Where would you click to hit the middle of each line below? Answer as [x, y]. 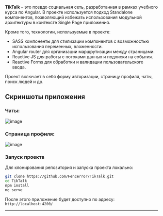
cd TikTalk [16, 181]
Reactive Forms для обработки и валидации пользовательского [78, 62]
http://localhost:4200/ [29, 204]
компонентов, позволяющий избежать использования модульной [73, 17]
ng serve [14, 190]
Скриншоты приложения [45, 97]
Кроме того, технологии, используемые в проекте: [58, 32]
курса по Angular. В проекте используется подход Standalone [69, 12]
